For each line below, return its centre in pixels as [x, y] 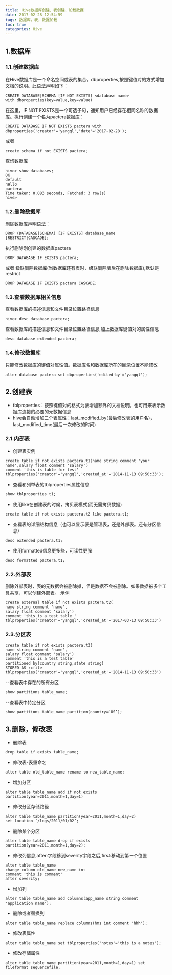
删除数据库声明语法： [28, 224]
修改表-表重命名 [30, 762]
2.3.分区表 [18, 634]
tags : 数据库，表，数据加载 [31, 20]
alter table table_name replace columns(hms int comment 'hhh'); [76, 923]
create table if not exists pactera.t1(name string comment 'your [78, 461]
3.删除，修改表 [29, 729]
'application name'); [28, 903]
